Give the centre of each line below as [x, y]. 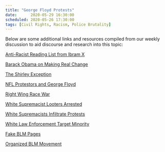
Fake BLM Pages [23, 134]
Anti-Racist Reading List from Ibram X [45, 54]
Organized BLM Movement [34, 144]
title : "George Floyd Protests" [40, 10]
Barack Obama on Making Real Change [47, 64]
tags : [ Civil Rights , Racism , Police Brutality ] [58, 24]
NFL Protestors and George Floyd [40, 84]
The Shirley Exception [28, 74]
